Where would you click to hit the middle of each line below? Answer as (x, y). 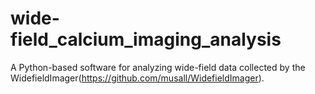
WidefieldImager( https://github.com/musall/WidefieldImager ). (137, 78)
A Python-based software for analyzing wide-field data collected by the (158, 67)
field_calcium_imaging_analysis (146, 39)
